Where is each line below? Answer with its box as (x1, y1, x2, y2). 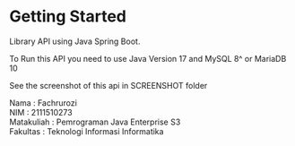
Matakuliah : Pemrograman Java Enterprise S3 (9, 116, 181, 127)
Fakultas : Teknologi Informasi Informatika (9, 125, 164, 136)
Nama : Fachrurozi (9, 97, 78, 108)
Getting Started (9, 6, 127, 27)
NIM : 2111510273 (9, 107, 74, 117)
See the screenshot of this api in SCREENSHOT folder (9, 80, 208, 90)
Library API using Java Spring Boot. (9, 36, 141, 47)
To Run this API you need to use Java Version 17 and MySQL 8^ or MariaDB (9, 53, 287, 64)
